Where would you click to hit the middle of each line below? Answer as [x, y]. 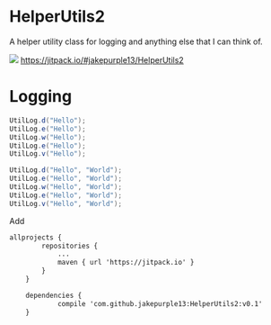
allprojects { [36, 237]
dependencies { [54, 295]
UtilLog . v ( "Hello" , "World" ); [66, 203]
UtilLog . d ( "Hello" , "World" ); [66, 170]
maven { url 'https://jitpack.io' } [126, 263]
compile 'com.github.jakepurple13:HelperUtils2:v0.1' [160, 303]
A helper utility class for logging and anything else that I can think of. [136, 41]
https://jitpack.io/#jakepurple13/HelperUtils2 [102, 59]
